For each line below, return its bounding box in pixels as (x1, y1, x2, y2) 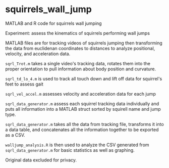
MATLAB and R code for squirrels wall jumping (5, 20, 102, 26)
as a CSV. (5, 132, 25, 138)
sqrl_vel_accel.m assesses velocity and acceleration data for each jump (5, 91, 156, 97)
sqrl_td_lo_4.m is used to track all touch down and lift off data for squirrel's (5, 75, 162, 81)
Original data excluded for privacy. (5, 157, 77, 163)
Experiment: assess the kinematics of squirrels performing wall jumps (5, 30, 150, 36)
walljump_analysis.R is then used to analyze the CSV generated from (5, 142, 150, 148)
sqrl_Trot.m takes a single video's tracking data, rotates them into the (5, 60, 150, 66)
